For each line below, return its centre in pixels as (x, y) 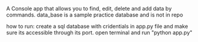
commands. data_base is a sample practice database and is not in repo (95, 15)
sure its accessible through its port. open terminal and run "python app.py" (99, 33)
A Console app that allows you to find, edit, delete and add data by (89, 9)
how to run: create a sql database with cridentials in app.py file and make (97, 26)
